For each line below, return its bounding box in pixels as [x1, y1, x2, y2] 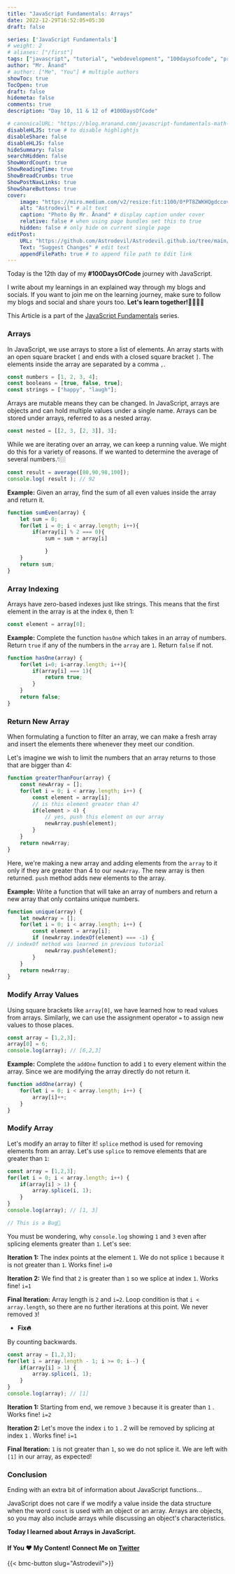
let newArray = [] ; [20, 914, 77, 921]
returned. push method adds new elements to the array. [7, 873, 166, 882]
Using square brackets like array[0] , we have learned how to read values [7, 1005, 218, 1014]
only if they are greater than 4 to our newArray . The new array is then [7, 866, 205, 875]
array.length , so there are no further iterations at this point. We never [7, 1302, 208, 1311]
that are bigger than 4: [7, 761, 72, 769]
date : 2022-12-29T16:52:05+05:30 [7, 17, 105, 24]
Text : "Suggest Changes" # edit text [20, 244, 130, 251]
